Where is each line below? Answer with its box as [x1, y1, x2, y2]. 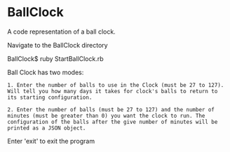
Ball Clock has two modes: [7, 68, 84, 76]
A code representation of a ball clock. [7, 27, 116, 36]
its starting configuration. [7, 94, 93, 101]
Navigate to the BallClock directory [7, 41, 108, 49]
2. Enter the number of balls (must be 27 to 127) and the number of [7, 106, 215, 113]
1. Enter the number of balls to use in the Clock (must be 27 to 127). [7, 81, 224, 88]
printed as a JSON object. [7, 124, 86, 132]
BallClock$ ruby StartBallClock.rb [7, 54, 104, 63]
